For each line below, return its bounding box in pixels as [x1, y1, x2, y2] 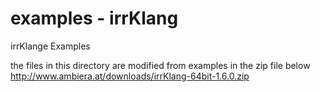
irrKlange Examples [10, 40, 91, 52]
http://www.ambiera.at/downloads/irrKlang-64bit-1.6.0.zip [10, 70, 250, 82]
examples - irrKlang [10, 7, 179, 30]
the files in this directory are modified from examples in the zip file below [10, 59, 311, 71]
